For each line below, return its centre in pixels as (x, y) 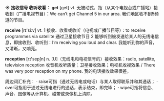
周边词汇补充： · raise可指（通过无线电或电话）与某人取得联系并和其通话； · (81, 81)
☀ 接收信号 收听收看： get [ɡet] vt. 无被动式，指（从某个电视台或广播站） (79, 8)
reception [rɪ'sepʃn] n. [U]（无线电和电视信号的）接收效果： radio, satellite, (80, 59)
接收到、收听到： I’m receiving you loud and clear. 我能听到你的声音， (87, 42)
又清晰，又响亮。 (22, 49)
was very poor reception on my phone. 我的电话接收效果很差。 (68, 71)
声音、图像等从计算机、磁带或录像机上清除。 (50, 94)
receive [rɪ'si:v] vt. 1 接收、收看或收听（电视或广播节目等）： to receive (75, 30)
